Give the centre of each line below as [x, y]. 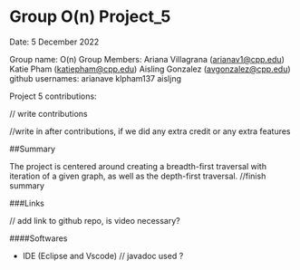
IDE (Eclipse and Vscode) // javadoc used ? [103, 256]
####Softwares [39, 238]
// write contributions [48, 113]
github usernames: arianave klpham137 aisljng [95, 78]
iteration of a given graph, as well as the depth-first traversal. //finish [138, 176]
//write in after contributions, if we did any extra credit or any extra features [150, 131]
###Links [27, 203]
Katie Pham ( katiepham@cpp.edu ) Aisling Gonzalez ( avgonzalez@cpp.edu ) [150, 69]
